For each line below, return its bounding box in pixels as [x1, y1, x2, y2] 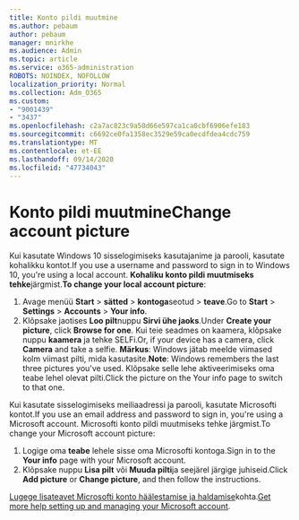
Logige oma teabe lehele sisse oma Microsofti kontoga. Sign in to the [21, 446, 276, 456]
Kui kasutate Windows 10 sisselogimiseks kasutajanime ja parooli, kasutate [9, 250, 285, 261]
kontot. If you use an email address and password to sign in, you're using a [9, 409, 284, 420]
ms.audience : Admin [9, 47, 82, 56]
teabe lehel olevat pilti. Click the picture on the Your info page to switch [21, 373, 284, 384]
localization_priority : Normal [9, 80, 126, 89]
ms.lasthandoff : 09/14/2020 [9, 154, 115, 164]
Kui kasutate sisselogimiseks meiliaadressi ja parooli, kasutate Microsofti [9, 400, 278, 411]
